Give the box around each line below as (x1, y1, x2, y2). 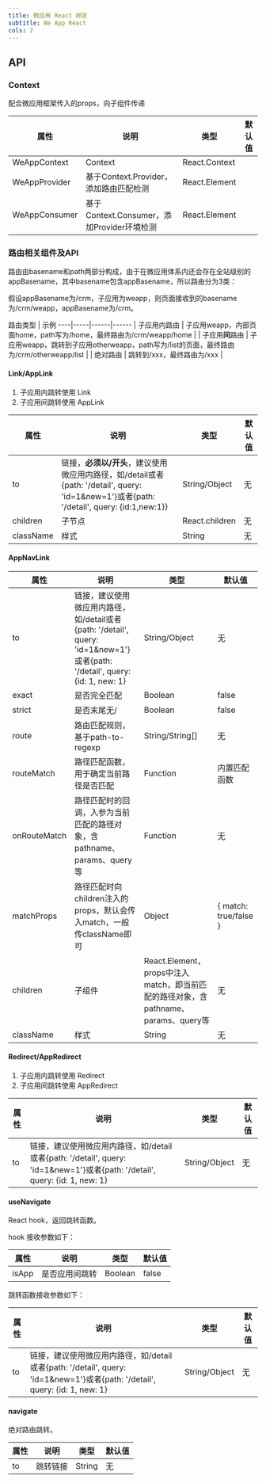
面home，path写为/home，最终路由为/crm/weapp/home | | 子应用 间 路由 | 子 (8, 330, 257, 340)
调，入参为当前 (74, 806, 131, 818)
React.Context (182, 157, 236, 168)
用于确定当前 (74, 768, 123, 779)
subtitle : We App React (8, 19, 87, 27)
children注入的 (74, 893, 129, 904)
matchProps (12, 910, 58, 921)
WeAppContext (12, 157, 69, 168)
